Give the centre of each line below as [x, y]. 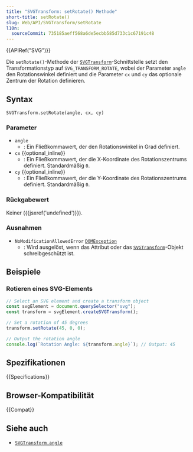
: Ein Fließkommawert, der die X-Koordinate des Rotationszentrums [105, 160]
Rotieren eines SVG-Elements [50, 289]
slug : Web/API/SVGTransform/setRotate [54, 22]
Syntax [19, 99]
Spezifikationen [36, 363]
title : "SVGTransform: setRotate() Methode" [62, 12]
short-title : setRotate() [38, 17]
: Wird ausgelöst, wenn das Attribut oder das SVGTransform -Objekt [104, 247]
